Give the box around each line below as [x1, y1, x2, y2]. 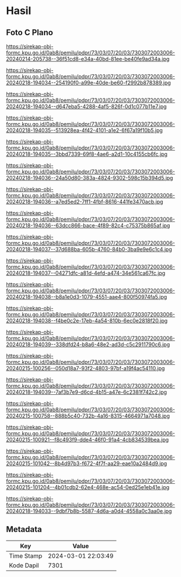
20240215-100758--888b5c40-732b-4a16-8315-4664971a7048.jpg [6, 412, 170, 419]
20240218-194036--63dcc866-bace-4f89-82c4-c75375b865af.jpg [6, 222, 170, 229]
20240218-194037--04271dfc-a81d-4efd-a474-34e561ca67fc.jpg [6, 269, 166, 276]
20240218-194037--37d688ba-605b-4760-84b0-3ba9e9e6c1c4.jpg [6, 246, 172, 252]
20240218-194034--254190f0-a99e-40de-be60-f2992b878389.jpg [6, 79, 171, 86]
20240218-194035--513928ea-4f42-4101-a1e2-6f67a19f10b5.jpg [6, 127, 163, 134]
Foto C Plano [6, 28, 53, 37]
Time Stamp [9, 552, 43, 560]
